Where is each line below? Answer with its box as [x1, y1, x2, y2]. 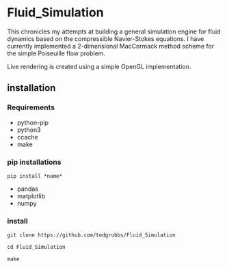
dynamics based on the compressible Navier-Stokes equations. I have [7, 34, 204, 42]
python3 [16, 125, 41, 134]
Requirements [7, 103, 55, 112]
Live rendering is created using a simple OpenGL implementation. [7, 62, 191, 70]
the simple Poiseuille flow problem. [7, 49, 106, 57]
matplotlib [16, 191, 46, 200]
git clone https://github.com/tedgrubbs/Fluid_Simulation [7, 232, 176, 239]
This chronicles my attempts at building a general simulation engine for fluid [7, 27, 221, 36]
